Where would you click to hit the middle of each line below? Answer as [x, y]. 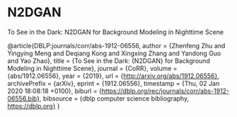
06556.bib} [24, 98]
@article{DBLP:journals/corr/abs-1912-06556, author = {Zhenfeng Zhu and [116, 45]
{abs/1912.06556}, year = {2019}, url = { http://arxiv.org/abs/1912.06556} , [113, 76]
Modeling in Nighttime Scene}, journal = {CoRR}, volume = [93, 68]
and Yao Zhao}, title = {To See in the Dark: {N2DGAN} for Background [109, 60]
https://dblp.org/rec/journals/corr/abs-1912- [166, 91]
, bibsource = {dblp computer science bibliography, [114, 98]
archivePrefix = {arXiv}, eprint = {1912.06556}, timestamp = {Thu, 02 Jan [114, 83]
